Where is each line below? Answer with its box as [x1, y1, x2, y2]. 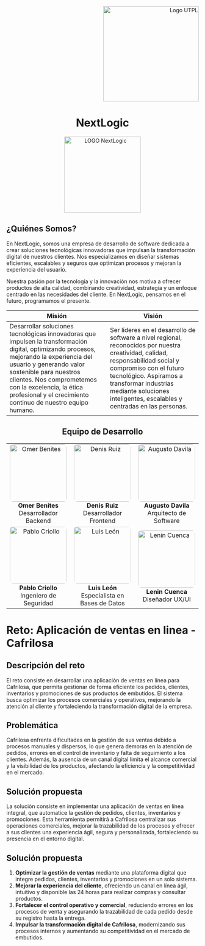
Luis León [88, 583, 117, 592]
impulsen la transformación [9, 337, 88, 345]
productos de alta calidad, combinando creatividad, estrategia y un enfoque [6, 284, 197, 291]
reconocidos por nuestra [109, 341, 181, 349]
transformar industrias [109, 379, 174, 388]
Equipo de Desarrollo [62, 427, 143, 437]
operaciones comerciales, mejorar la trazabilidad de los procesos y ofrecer [6, 822, 195, 829]
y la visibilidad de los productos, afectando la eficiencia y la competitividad [6, 762, 195, 770]
